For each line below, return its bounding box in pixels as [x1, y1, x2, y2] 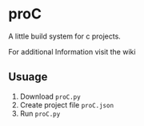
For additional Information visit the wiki [8, 47, 136, 56]
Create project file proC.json [19, 100, 114, 109]
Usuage [8, 70, 48, 84]
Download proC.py [19, 91, 82, 101]
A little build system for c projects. [8, 31, 122, 41]
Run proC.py [19, 108, 61, 118]
